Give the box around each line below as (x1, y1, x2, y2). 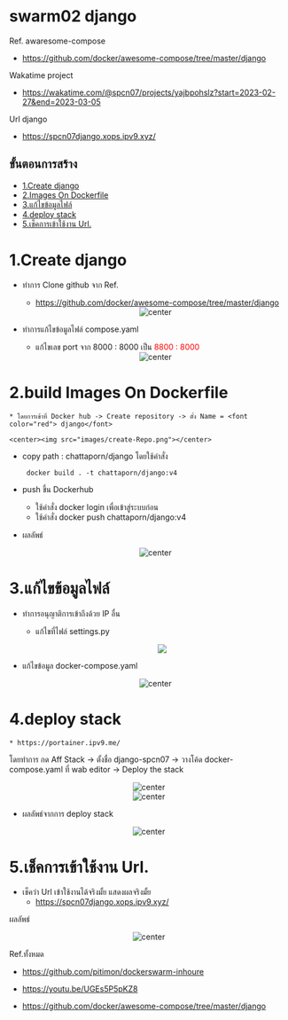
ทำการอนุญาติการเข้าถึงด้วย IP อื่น (21, 608, 121, 618)
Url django (9, 114, 48, 124)
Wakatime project (9, 69, 74, 81)
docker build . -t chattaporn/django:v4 (26, 468, 178, 477)
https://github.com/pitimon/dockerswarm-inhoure (21, 967, 205, 977)
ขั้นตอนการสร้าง (9, 157, 78, 172)
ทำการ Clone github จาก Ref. (21, 279, 119, 290)
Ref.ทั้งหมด (9, 949, 44, 960)
